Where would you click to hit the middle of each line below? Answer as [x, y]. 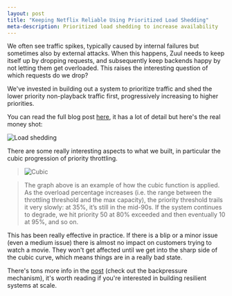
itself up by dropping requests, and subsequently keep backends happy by [114, 61]
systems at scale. [32, 286]
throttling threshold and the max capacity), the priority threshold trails [123, 200]
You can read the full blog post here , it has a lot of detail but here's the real [114, 117]
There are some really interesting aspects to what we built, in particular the [114, 151]
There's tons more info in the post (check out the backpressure [97, 271]
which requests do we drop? [48, 75]
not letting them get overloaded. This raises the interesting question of [108, 68]
